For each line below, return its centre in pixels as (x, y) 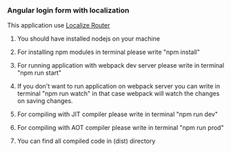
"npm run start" (39, 73)
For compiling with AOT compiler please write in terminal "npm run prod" (120, 128)
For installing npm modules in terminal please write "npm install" (108, 52)
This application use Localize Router (59, 26)
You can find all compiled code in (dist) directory (86, 141)
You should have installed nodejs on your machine (89, 39)
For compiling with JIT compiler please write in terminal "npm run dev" (118, 114)
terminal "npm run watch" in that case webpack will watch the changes (118, 94)
